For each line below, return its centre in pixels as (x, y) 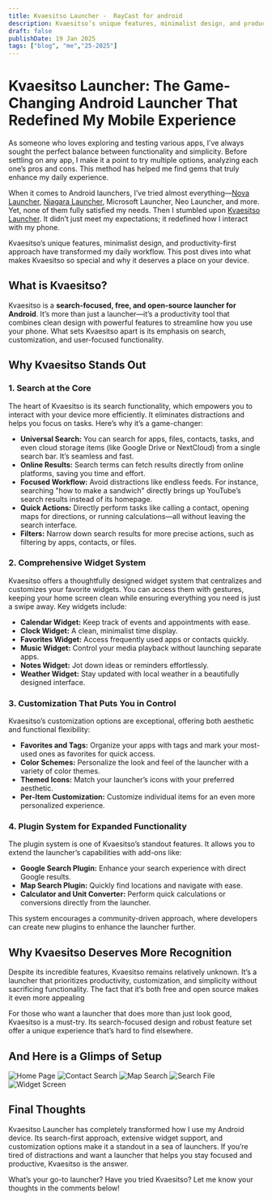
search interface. (49, 525)
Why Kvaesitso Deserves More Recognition (120, 952)
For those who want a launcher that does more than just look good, (120, 1014)
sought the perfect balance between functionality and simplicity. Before (128, 151)
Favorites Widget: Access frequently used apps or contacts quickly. (134, 639)
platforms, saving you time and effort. (83, 473)
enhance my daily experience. (59, 177)
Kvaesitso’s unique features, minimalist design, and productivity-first (123, 243)
